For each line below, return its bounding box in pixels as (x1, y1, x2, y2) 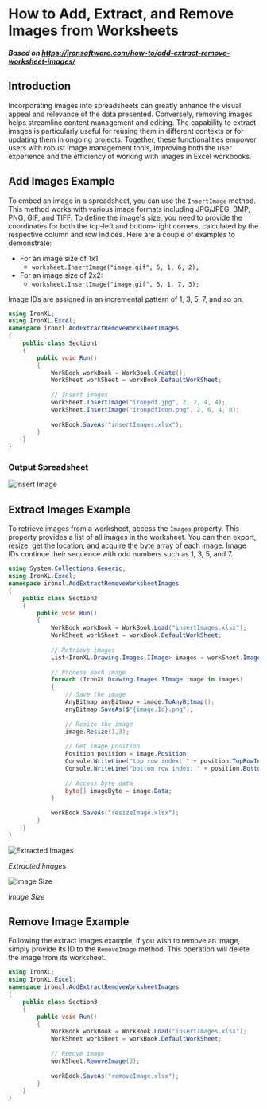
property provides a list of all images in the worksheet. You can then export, (8, 533, 257, 542)
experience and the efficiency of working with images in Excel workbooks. (8, 151, 252, 161)
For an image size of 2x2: (19, 270, 103, 279)
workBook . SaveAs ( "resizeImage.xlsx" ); (50, 809, 180, 817)
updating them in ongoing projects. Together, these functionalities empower (8, 135, 257, 144)
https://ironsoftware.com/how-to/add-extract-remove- (41, 48, 230, 57)
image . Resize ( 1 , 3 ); (64, 728, 130, 736)
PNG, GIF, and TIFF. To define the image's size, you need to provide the (8, 213, 242, 222)
